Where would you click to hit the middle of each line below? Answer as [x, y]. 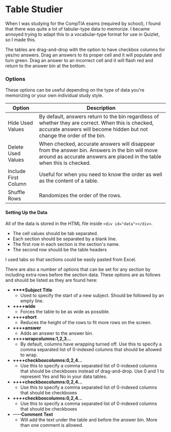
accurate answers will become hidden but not [93, 129]
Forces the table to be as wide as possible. [65, 312]
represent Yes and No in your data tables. [64, 377]
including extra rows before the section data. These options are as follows [83, 275]
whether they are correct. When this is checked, [96, 123]
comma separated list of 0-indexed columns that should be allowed [91, 350]
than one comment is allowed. [52, 425]
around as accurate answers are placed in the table [100, 157]
